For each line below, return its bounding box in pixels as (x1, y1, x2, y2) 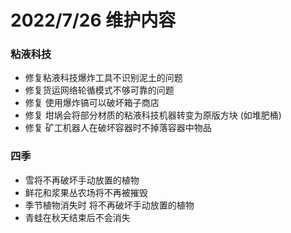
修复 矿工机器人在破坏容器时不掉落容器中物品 (24, 122, 212, 134)
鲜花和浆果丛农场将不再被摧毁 (24, 186, 148, 198)
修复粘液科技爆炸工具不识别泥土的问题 (24, 72, 183, 84)
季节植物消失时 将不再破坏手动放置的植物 (24, 199, 195, 211)
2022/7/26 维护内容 (10, 9, 177, 32)
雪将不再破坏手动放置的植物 (24, 174, 140, 186)
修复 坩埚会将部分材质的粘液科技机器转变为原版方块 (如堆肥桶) (24, 109, 282, 121)
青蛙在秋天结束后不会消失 (24, 211, 131, 223)
